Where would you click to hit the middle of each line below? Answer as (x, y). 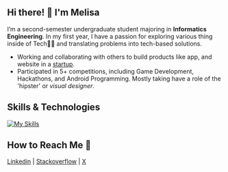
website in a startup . (46, 64)
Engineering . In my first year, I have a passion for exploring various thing (110, 36)
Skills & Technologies (54, 107)
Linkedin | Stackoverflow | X (47, 162)
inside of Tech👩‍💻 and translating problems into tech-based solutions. (104, 43)
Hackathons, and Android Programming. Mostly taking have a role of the (119, 78)
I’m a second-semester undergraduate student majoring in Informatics (107, 29)
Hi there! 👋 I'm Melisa (53, 13)
